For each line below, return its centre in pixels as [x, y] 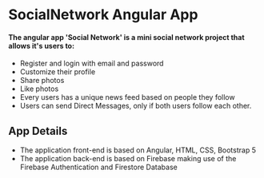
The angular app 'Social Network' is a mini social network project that [127, 37]
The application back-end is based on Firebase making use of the [128, 159]
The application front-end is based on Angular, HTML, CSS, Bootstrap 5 [138, 150]
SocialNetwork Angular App [103, 15]
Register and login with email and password [92, 63]
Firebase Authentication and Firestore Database [98, 167]
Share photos [42, 81]
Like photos [39, 89]
